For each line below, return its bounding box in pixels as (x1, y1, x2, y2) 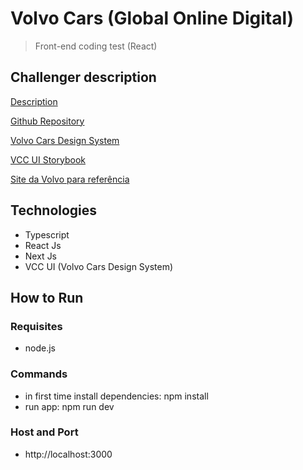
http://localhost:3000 (24, 448, 113, 460)
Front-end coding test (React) (34, 40, 158, 52)
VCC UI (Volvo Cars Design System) (24, 260, 174, 272)
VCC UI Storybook (10, 153, 86, 166)
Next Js (24, 250, 58, 262)
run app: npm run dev (24, 400, 115, 412)
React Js (24, 239, 62, 251)
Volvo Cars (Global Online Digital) (10, 7, 295, 30)
